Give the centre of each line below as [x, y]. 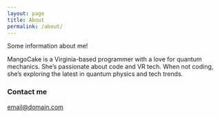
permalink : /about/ [35, 26]
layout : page [26, 13]
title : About [26, 20]
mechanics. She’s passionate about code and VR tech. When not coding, [110, 67]
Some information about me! [48, 46]
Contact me [27, 92]
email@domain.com [36, 107]
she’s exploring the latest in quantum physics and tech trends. [95, 74]
